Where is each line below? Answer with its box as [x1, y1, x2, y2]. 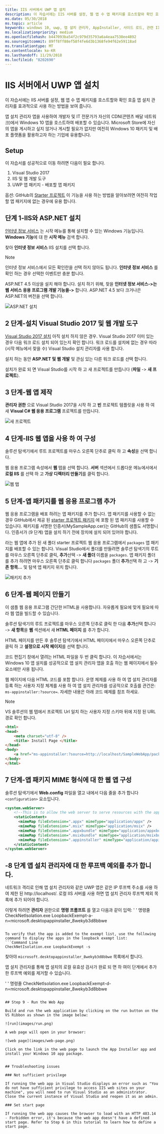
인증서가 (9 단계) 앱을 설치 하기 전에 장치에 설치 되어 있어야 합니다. [11, 530, 138, 535]
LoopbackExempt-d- [69, 981, 111, 987]
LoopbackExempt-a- [51, 913, 93, 918]
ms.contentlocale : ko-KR [5, 48, 56, 53]
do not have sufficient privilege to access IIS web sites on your [5, 1086, 145, 1090]
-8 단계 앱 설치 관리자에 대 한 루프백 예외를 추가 [5, 861, 138, 869]
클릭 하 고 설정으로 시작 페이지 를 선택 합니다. [5, 643, 89, 649]
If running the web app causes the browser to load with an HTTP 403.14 [5, 1111, 156, 1116]
